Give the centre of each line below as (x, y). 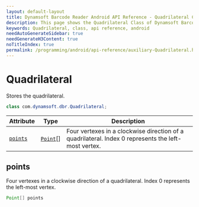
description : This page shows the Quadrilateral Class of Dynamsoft (92, 22)
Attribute (22, 121)
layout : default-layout (36, 12)
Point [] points (25, 198)
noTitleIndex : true (30, 45)
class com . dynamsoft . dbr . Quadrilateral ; (57, 106)
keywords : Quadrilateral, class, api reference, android (78, 28)
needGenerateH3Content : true (42, 39)
